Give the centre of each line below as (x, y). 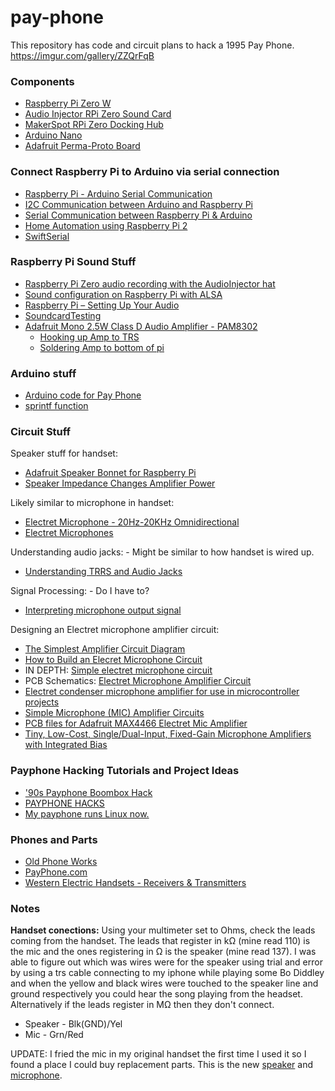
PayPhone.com (56, 872)
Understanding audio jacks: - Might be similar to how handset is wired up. (162, 552)
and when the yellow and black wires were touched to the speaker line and (164, 983)
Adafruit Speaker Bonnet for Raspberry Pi (110, 473)
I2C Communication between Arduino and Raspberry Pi (138, 204)
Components (42, 81)
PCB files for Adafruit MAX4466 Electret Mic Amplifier (136, 723)
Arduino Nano (53, 135)
